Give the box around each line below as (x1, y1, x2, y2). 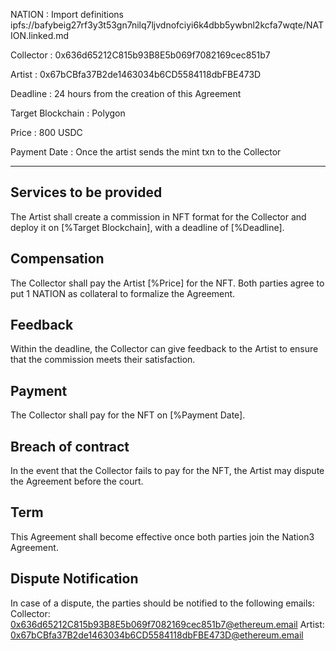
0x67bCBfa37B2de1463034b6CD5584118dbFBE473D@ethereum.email (10, 629, 304, 641)
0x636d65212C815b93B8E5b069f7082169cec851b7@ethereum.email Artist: (10, 618, 325, 630)
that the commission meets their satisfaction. (10, 354, 196, 366)
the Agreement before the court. (10, 475, 144, 488)
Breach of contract (10, 438, 130, 455)
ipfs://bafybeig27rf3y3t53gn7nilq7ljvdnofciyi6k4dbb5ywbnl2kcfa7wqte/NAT (10, 19, 324, 31)
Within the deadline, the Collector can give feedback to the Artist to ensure (10, 343, 319, 355)
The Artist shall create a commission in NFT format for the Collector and (10, 210, 307, 223)
